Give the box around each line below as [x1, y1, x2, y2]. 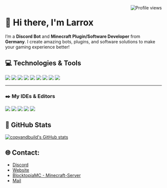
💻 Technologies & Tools [5, 59, 82, 68]
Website [12, 167, 30, 173]
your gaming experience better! [5, 44, 70, 50]
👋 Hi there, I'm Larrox [5, 17, 93, 28]
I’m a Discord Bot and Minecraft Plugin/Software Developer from [5, 33, 141, 39]
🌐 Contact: [5, 149, 40, 157]
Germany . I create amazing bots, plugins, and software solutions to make [5, 38, 156, 44]
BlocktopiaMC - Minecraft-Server [12, 172, 81, 178]
